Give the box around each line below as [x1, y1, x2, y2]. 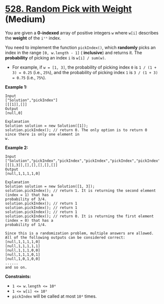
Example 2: [5, 145, 28, 151]
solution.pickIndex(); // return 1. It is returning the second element [5, 188, 156, 193]
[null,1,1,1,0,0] [5, 247, 41, 253]
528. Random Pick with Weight [5, 3, 132, 15]
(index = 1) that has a [5, 192, 54, 197]
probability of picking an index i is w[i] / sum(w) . [5, 55, 106, 60]
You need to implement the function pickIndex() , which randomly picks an [5, 44, 156, 50]
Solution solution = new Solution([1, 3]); [5, 184, 95, 189]
